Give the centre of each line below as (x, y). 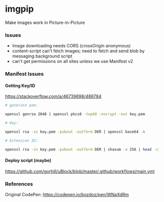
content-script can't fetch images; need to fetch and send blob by (78, 51)
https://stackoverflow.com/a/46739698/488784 (53, 97)
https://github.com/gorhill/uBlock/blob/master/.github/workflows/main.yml (80, 171)
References (19, 184)
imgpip (20, 9)
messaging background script (42, 56)
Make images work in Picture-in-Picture (45, 22)
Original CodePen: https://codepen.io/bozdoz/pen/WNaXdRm (67, 195)
